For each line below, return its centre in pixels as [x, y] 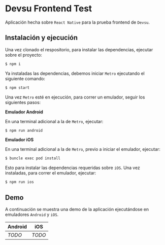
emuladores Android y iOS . [32, 214]
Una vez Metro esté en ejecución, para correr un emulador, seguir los [75, 97]
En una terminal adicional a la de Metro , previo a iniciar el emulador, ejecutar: [83, 149]
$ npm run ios [20, 182]
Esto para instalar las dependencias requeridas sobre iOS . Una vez [73, 168]
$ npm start [17, 87]
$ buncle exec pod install [33, 158]
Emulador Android [24, 112]
